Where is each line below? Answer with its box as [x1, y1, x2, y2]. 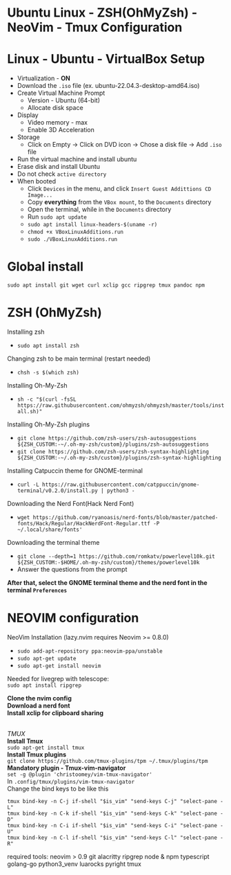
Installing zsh [7, 327, 45, 336]
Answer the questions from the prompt [17, 566, 128, 573]
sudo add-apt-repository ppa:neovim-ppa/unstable [17, 647, 163, 655]
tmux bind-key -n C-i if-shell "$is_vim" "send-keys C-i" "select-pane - [7, 822, 224, 829]
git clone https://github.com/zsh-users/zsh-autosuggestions [17, 435, 197, 442]
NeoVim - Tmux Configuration [7, 19, 183, 35]
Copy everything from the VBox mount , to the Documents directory [27, 198, 212, 206]
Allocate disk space [27, 104, 84, 112]
